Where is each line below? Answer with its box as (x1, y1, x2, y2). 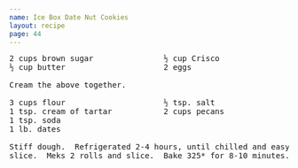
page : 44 (9, 29, 42, 38)
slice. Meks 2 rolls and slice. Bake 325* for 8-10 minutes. (9, 151, 290, 161)
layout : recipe (9, 21, 66, 30)
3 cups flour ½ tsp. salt (9, 98, 216, 108)
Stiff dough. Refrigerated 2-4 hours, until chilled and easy (9, 142, 290, 152)
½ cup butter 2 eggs (9, 63, 192, 73)
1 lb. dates (9, 125, 61, 134)
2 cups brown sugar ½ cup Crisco (9, 54, 220, 64)
